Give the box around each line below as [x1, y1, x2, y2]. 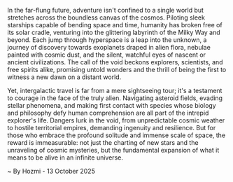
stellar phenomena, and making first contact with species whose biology [7, 101, 216, 109]
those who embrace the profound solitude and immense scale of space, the [7, 131, 226, 139]
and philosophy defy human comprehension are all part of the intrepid [7, 108, 209, 117]
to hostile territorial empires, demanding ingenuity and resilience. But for [7, 124, 216, 132]
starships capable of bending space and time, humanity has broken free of [7, 21, 223, 29]
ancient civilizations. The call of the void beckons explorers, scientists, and [7, 58, 223, 66]
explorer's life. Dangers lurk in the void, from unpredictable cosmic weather [7, 116, 225, 125]
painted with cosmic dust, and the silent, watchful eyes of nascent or [7, 50, 206, 59]
